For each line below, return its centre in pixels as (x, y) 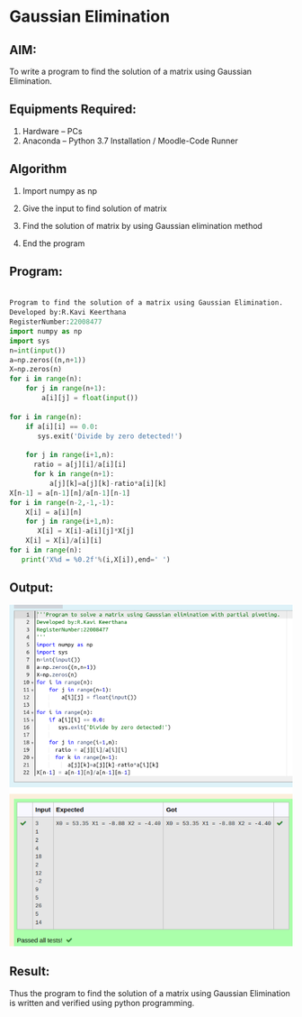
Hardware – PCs (52, 131)
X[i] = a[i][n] (54, 512)
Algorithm (38, 169)
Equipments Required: (73, 110)
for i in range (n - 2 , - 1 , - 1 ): (62, 502)
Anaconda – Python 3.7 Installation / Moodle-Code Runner (130, 141)
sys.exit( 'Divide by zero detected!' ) (110, 436)
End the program (53, 243)
